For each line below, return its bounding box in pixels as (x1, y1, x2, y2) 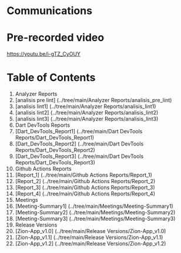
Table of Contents (6, 71, 96, 85)
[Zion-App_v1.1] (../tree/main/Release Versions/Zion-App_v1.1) (15, 234, 163, 241)
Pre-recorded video (6, 31, 105, 45)
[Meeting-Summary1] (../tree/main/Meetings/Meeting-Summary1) (15, 203, 174, 210)
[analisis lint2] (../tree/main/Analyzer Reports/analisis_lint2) (15, 109, 159, 116)
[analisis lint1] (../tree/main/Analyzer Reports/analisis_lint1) (15, 103, 156, 110)
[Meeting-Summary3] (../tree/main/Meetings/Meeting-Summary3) (15, 215, 176, 222)
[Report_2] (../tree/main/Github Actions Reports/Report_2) (15, 178, 156, 185)
